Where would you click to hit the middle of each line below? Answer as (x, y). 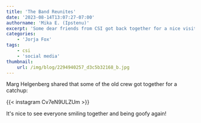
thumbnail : (20, 61)
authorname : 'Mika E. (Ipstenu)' (48, 23)
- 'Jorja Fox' (34, 39)
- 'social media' (39, 56)
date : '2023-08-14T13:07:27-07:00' (51, 17)
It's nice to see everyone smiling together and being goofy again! (86, 113)
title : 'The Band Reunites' (41, 12)
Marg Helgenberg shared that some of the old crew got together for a (92, 84)
